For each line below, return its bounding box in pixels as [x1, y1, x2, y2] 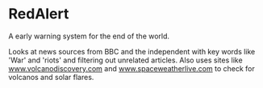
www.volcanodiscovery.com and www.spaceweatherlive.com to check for [8, 63, 256, 73]
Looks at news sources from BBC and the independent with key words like [8, 46, 256, 56]
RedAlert [8, 5, 69, 23]
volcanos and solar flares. [8, 72, 94, 82]
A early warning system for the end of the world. [8, 31, 170, 41]
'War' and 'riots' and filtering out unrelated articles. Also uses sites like [8, 55, 244, 65]
